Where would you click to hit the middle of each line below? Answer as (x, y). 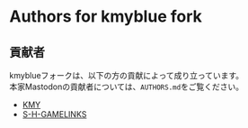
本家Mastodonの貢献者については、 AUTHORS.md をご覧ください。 (127, 87)
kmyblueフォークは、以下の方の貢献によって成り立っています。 (127, 75)
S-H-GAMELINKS (54, 114)
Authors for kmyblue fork (106, 17)
